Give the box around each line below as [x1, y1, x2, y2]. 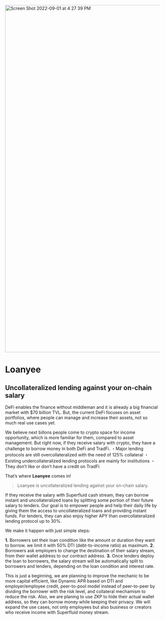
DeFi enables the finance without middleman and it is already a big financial [5, 404, 158, 410]
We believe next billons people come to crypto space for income [5, 429, 136, 435]
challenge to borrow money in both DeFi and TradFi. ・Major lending [5, 446, 144, 451]
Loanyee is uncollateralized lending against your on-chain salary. [17, 482, 149, 488]
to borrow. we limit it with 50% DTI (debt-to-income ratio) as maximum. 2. [5, 542, 155, 548]
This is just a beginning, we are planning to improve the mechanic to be [5, 573, 149, 579]
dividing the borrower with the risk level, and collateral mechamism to [5, 589, 146, 594]
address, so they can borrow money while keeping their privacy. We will [5, 599, 151, 605]
